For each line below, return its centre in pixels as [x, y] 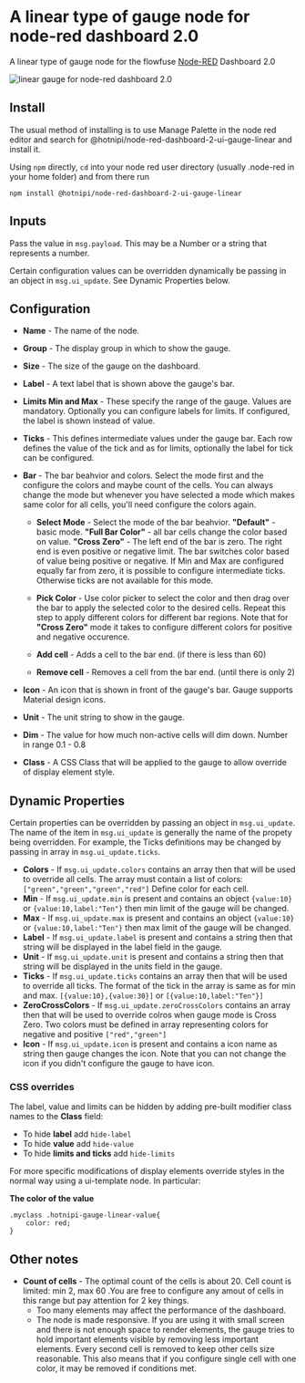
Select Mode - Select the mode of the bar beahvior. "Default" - [156, 523]
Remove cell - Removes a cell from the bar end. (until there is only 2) [166, 672]
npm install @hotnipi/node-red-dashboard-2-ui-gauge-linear [126, 193]
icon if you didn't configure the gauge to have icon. [119, 1064]
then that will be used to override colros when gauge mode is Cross [150, 1015]
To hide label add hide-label [77, 1134]
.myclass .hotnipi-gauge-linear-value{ [85, 1215]
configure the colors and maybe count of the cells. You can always [148, 485]
